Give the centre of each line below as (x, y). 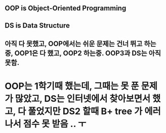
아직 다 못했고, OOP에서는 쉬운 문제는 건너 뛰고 (74, 44)
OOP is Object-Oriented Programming (66, 8)
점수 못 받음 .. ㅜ (55, 124)
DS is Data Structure (37, 25)
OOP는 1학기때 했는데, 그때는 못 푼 (72, 86)
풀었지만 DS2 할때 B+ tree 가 (85, 112)
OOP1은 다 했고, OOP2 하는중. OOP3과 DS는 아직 (88, 53)
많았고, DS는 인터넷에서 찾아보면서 (82, 99)
